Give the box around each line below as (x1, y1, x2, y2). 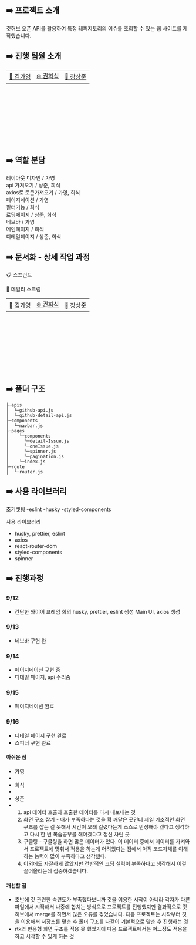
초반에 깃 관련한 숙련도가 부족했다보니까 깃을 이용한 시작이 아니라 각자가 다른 (14, 896, 191, 903)
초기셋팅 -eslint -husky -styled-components (6, 506, 111, 513)
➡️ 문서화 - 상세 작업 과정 (6, 252, 90, 262)
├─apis (6, 402, 22, 408)
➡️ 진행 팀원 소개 (6, 51, 62, 61)
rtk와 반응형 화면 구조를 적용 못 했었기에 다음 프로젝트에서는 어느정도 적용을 (14, 926, 188, 933)
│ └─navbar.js (6, 423, 43, 429)
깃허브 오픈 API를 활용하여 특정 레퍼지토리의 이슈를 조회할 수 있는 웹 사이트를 (6, 25, 182, 32)
